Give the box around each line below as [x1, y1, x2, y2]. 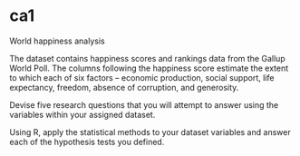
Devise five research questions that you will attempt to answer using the [9, 99, 279, 110]
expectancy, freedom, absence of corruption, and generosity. [9, 82, 239, 93]
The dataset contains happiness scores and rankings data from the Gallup [9, 53, 285, 63]
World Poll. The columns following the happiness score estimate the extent [9, 63, 289, 73]
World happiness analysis [9, 35, 106, 46]
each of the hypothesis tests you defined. [9, 136, 165, 147]
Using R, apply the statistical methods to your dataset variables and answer [9, 126, 292, 137]
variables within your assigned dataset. [9, 109, 156, 120]
